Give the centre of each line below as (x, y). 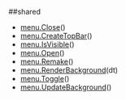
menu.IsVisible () (47, 44)
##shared (25, 12)
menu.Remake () (47, 61)
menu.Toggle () (45, 79)
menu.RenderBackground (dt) (69, 70)
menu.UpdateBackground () (66, 87)
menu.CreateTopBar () (56, 36)
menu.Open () (42, 53)
